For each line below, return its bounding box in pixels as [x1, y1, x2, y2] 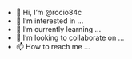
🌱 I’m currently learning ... [15, 25, 102, 33]
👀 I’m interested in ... [15, 16, 84, 26]
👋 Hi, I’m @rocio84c [15, 8, 82, 17]
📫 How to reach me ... [15, 42, 90, 51]
